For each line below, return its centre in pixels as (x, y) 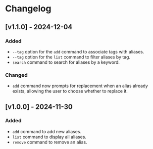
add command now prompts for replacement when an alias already (80, 86)
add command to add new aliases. (47, 131)
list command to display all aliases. (49, 137)
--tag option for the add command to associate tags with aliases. (78, 51)
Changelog (28, 9)
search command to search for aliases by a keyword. (66, 62)
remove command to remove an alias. (50, 142)
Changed (17, 75)
